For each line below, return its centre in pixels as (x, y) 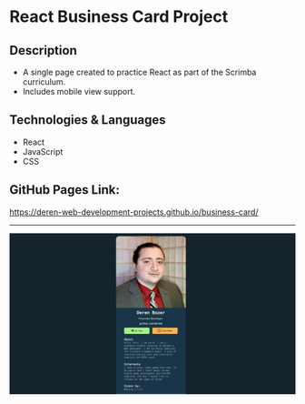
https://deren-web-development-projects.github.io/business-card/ (134, 212)
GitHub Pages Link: (65, 190)
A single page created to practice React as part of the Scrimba (139, 72)
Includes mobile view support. (79, 91)
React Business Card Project (119, 17)
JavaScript (43, 151)
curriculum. (44, 82)
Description (43, 50)
